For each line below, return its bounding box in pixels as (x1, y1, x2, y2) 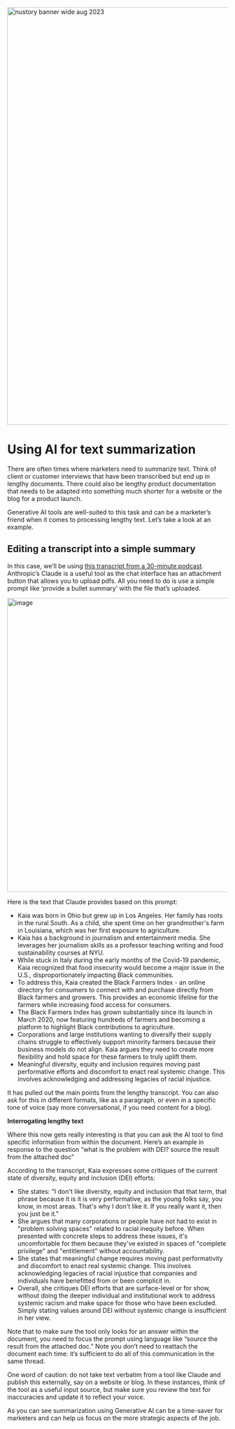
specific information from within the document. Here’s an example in (7, 1137, 204, 1146)
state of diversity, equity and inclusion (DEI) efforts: (7, 1174, 155, 1182)
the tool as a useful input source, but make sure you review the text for (7, 1385, 211, 1393)
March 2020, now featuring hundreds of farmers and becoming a (17, 1015, 206, 1024)
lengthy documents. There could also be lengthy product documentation (7, 479, 216, 488)
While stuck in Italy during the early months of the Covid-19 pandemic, (17, 955, 222, 964)
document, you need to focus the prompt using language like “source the (7, 1335, 218, 1343)
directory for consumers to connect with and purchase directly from (17, 985, 213, 994)
